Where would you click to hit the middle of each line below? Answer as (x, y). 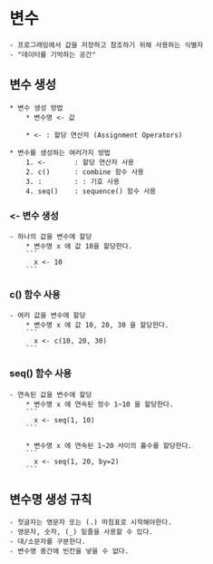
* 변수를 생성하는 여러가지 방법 (60, 152)
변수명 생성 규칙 (51, 500)
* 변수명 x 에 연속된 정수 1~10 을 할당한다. (100, 404)
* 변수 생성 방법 (36, 108)
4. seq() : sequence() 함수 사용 (91, 191)
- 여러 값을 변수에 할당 (48, 316)
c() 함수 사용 (35, 294)
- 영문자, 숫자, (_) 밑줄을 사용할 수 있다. (82, 532)
